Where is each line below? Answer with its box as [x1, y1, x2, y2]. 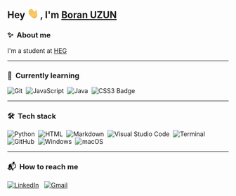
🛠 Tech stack [7, 111, 56, 121]
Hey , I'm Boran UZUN [7, 9, 117, 21]
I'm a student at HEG [7, 46, 67, 55]
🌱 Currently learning [7, 71, 79, 80]
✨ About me [7, 30, 51, 40]
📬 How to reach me [7, 162, 79, 172]
